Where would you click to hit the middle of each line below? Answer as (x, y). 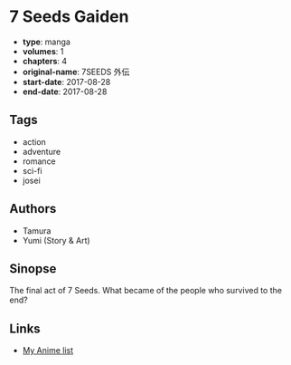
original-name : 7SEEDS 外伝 (76, 72)
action (34, 141)
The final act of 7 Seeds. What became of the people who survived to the (146, 291)
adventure (42, 151)
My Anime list (48, 351)
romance (39, 161)
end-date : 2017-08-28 (65, 91)
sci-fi (32, 170)
